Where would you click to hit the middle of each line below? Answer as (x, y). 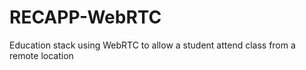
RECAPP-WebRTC (85, 17)
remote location (41, 55)
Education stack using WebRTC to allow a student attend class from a (152, 45)
